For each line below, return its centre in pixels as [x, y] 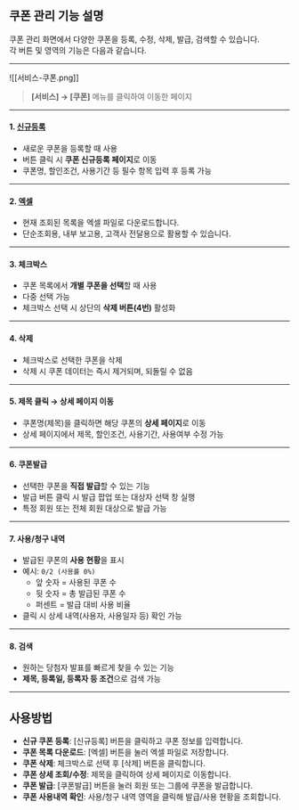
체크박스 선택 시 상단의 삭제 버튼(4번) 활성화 [99, 308]
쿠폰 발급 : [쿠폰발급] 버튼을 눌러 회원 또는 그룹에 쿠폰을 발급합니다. [137, 786]
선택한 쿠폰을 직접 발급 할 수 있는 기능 [86, 486]
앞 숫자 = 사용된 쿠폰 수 [76, 583]
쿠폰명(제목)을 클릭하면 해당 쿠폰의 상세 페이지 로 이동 [114, 422]
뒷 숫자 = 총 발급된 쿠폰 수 [81, 593]
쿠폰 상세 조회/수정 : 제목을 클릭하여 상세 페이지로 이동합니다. [126, 774]
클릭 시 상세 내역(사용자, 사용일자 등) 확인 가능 [102, 616]
